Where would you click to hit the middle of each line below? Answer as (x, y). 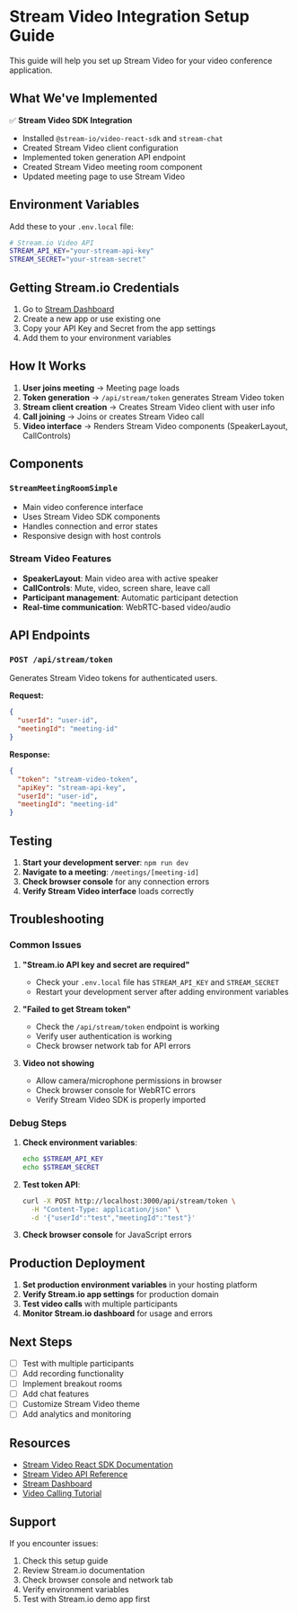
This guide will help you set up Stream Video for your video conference (141, 60)
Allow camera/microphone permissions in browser (129, 1080)
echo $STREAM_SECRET (61, 1167)
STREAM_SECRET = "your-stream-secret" (78, 260)
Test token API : (51, 1184)
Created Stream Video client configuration (101, 148)
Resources (40, 1443)
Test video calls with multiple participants (100, 1304)
